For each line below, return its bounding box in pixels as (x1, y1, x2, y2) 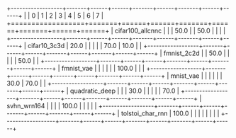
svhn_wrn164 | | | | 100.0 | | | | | (6, 102, 97, 110)
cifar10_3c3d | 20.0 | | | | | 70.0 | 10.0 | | (27, 42, 142, 50)
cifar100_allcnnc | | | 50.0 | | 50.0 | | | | (115, 26, 226, 35)
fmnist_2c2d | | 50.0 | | (163, 49, 230, 57)
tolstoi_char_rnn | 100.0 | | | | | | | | (120, 109, 220, 117)
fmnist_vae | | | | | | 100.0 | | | (62, 64, 145, 72)
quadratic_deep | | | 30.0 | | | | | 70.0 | (69, 86, 180, 95)
